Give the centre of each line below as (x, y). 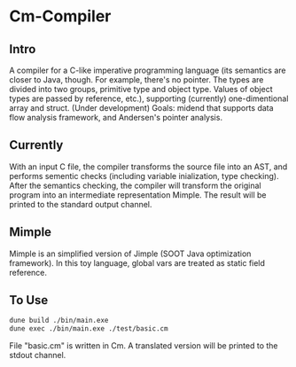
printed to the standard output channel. (81, 204)
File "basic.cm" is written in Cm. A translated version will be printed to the (144, 346)
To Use (29, 300)
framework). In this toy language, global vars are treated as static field (137, 262)
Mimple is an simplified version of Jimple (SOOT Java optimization (130, 254)
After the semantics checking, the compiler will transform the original (135, 185)
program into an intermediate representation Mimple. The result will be (138, 195)
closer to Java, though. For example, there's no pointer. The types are (136, 80)
